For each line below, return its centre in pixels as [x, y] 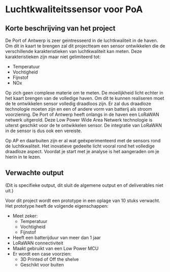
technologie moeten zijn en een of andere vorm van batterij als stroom [79, 109]
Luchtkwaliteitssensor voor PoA [74, 9]
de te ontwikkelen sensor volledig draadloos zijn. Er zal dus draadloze [78, 104]
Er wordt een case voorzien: [42, 254]
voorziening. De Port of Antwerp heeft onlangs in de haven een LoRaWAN [82, 114]
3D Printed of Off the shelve [49, 259]
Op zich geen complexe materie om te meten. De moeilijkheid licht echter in [84, 93]
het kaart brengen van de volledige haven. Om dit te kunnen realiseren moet [85, 98]
